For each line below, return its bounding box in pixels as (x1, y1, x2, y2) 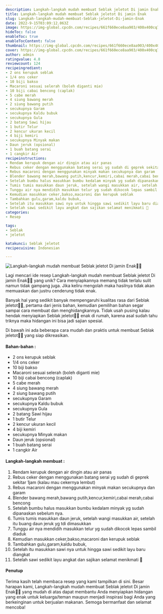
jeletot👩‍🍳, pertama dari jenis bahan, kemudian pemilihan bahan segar (5, 303, 144, 308)
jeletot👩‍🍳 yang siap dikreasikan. (5, 333, 69, 339)
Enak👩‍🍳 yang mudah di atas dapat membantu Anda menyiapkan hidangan (5, 589, 153, 595)
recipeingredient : (5, 66, 43, 71)
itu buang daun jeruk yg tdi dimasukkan (12, 520, 91, 526)
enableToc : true (5, 34, 38, 39)
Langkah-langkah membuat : (5, 458, 65, 464)
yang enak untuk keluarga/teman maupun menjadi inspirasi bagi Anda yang (5, 594, 156, 599)
